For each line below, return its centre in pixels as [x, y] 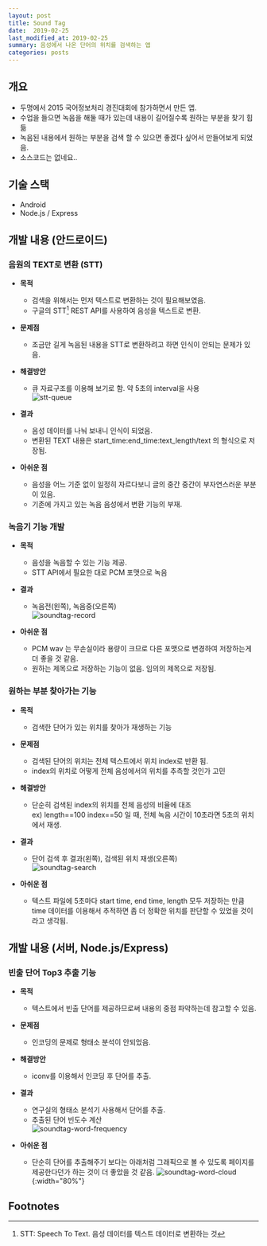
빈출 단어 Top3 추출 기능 [52, 972]
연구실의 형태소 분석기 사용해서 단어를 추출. [99, 1110]
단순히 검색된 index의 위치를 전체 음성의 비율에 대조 [112, 804]
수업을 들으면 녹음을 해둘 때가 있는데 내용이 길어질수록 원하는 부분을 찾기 [132, 117]
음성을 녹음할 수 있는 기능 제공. [79, 563]
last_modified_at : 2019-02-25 [58, 38]
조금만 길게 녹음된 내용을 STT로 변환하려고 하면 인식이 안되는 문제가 [137, 344]
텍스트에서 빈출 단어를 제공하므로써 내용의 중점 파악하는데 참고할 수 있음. [144, 1009]
